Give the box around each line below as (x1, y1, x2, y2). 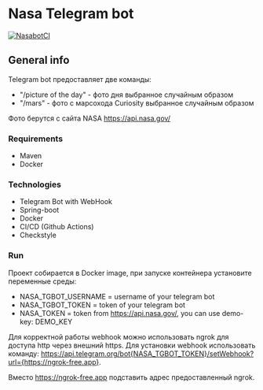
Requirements (8, 133, 64, 144)
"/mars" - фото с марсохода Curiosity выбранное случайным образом (19, 98, 254, 107)
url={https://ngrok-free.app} (8, 357, 100, 366)
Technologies (8, 179, 61, 190)
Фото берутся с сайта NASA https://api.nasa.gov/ (8, 113, 171, 123)
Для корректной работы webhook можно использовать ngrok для (8, 332, 229, 341)
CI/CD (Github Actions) (19, 222, 94, 232)
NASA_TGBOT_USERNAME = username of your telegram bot (19, 292, 215, 301)
